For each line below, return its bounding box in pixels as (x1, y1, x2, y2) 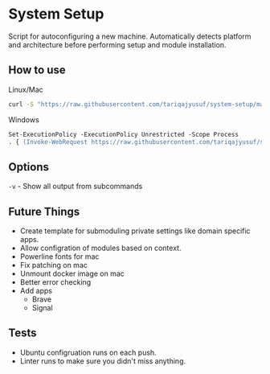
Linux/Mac (8, 84, 44, 94)
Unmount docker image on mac (19, 269, 125, 278)
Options (8, 160, 50, 174)
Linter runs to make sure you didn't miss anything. (19, 356, 186, 366)
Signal (31, 303, 54, 312)
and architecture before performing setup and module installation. (8, 39, 227, 49)
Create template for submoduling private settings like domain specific (19, 226, 251, 236)
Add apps (19, 286, 52, 295)
